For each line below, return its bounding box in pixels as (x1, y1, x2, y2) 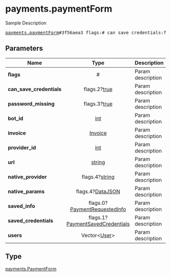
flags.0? (88, 199, 108, 206)
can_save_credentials (8, 85, 62, 93)
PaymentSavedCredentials (66, 220, 130, 227)
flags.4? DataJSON (76, 188, 121, 195)
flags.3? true (83, 100, 113, 107)
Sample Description (5, 20, 47, 26)
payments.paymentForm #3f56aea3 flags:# (5, 29, 105, 36)
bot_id (8, 115, 24, 122)
